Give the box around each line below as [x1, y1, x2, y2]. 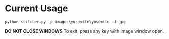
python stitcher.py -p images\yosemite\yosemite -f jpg [5, 19, 126, 24]
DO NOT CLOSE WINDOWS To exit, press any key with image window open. [5, 28, 164, 34]
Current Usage [5, 3, 68, 14]
